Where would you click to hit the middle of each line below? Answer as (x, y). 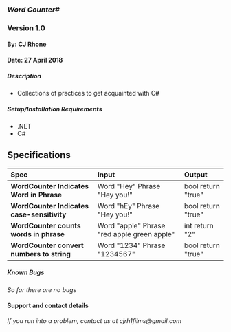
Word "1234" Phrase (131, 245)
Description (24, 76)
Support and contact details (48, 306)
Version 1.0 (26, 27)
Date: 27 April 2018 (35, 60)
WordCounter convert (47, 245)
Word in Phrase (36, 195)
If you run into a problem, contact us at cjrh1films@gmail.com (95, 320)
